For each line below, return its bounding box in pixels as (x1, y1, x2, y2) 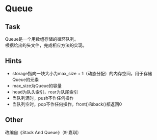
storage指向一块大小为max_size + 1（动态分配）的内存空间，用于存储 (12, 70, 153, 76)
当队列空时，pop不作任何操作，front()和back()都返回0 (12, 101, 122, 107)
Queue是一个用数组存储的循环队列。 (5, 36, 79, 42)
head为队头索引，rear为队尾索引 (12, 89, 78, 95)
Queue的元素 (12, 77, 39, 83)
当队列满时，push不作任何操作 (12, 95, 75, 101)
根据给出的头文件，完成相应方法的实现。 (5, 42, 87, 48)
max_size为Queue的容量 (12, 83, 62, 88)
